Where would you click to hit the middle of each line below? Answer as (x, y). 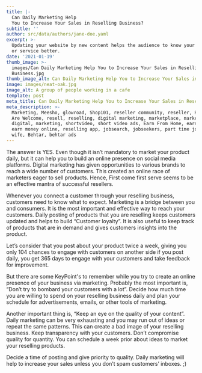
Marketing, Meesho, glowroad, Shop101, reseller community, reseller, (102, 113)
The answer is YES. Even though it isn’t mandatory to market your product (98, 152)
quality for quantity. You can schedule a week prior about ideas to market (97, 339)
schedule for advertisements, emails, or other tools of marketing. (87, 302)
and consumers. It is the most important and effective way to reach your (96, 208)
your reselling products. (35, 345)
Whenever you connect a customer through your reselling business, (90, 196)
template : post (25, 96)
